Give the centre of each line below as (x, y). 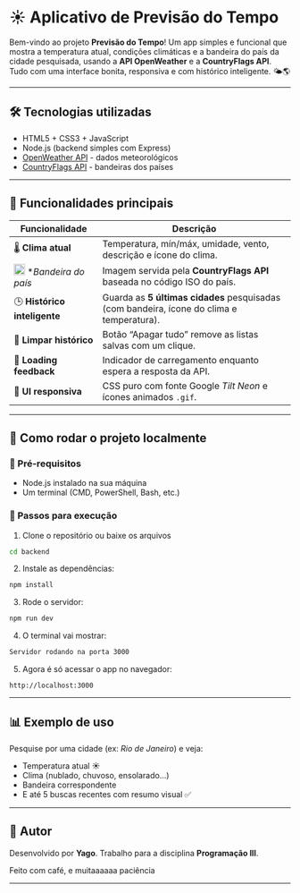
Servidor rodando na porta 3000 (69, 652)
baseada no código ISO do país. (169, 282)
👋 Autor (31, 832)
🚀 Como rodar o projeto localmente (108, 438)
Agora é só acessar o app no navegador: (97, 669)
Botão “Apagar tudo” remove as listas (180, 334)
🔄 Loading (36, 360)
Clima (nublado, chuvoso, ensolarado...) (96, 775)
